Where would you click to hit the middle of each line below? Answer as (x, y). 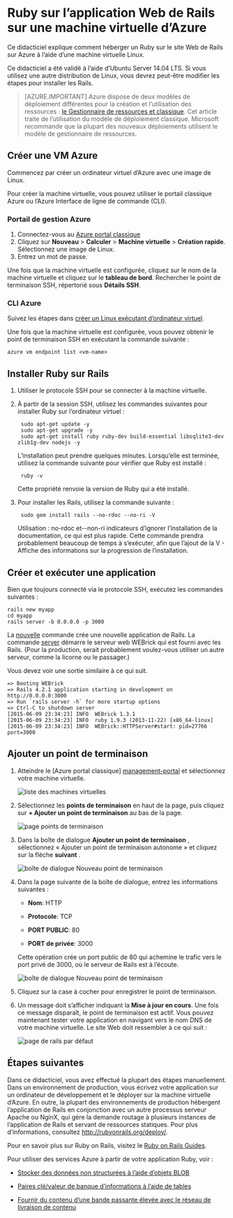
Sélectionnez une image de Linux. (66, 249)
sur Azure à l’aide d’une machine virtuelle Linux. (76, 55)
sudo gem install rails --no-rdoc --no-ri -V (88, 516)
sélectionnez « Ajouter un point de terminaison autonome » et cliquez (117, 847)
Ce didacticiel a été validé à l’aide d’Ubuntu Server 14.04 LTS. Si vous (107, 68)
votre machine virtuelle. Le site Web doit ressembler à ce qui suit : (112, 1027)
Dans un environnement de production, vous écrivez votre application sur (113, 1087)
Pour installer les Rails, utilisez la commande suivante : (96, 502)
